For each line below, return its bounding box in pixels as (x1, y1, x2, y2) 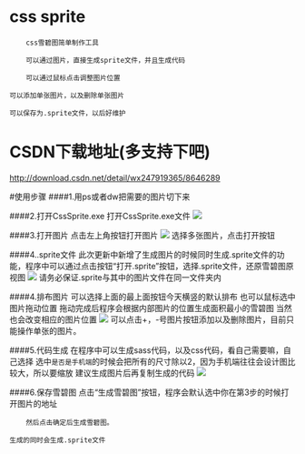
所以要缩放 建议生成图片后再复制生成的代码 (33, 367, 195, 378)
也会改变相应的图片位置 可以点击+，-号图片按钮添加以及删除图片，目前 (9, 314, 287, 325)
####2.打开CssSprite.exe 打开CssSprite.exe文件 (9, 210, 191, 221)
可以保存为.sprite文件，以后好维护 (9, 108, 126, 117)
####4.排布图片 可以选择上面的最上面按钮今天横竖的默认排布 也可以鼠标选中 (9, 291, 296, 302)
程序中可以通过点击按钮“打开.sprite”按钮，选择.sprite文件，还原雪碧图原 (25, 260, 294, 271)
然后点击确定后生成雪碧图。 (25, 418, 114, 427)
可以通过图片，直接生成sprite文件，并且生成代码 (25, 55, 186, 65)
